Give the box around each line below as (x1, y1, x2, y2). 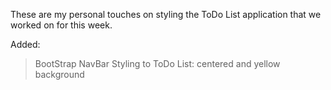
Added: (10, 39, 41, 50)
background (34, 69, 85, 80)
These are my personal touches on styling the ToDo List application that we (10, 9, 322, 20)
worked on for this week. (10, 19, 113, 31)
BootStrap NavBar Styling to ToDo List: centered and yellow (34, 58, 281, 69)
